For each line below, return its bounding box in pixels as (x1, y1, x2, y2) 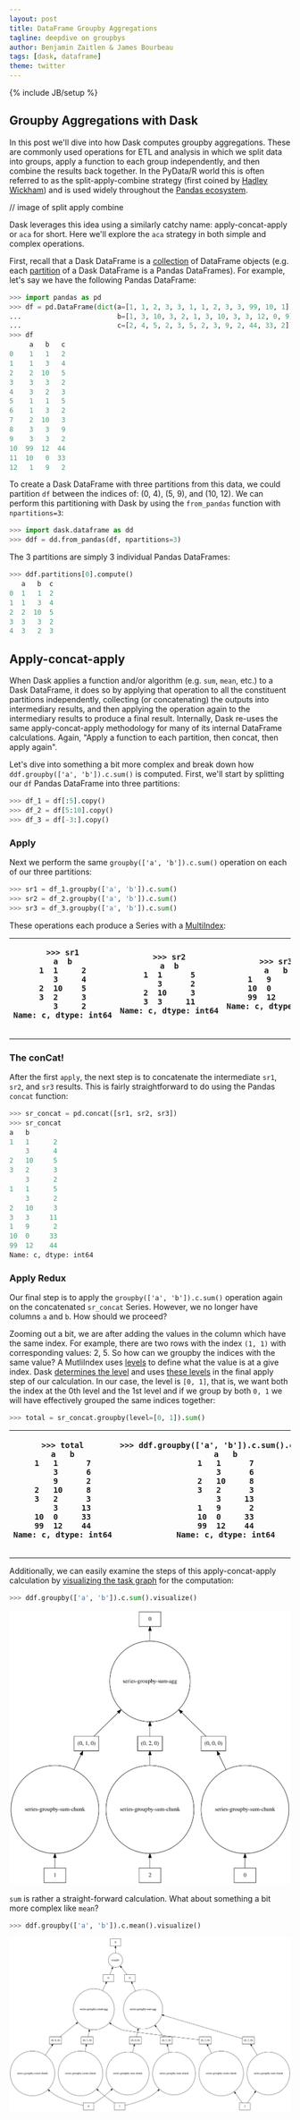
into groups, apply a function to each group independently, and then (9, 156, 261, 166)
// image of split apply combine (9, 201, 124, 212)
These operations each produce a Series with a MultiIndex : (9, 920, 226, 931)
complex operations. (9, 238, 85, 249)
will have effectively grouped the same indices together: (9, 1395, 216, 1406)
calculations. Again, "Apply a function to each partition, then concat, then (9, 732, 279, 743)
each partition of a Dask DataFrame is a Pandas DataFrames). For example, (9, 265, 286, 276)
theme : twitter (9, 62, 66, 71)
